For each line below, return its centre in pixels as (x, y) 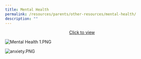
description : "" (21, 19)
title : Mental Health (27, 10)
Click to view (82, 33)
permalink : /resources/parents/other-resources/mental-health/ (71, 14)
